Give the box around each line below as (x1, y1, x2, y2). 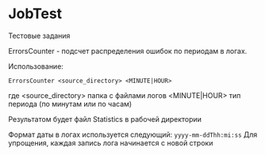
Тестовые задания (8, 31, 71, 40)
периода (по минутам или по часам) (8, 99, 132, 108)
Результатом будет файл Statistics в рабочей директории (8, 114, 202, 123)
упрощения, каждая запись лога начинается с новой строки (8, 138, 213, 147)
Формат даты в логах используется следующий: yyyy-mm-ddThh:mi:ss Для (8, 130, 258, 139)
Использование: (8, 61, 63, 71)
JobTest (8, 5, 63, 23)
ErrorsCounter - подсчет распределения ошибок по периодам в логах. (8, 46, 248, 55)
